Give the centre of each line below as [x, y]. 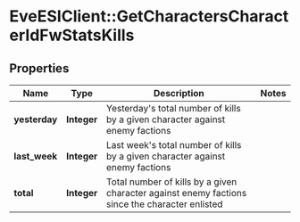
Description [179, 93]
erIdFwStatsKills [72, 35]
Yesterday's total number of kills [173, 108]
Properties [39, 68]
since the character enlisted [164, 204]
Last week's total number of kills [174, 145]
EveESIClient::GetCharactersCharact [149, 16]
